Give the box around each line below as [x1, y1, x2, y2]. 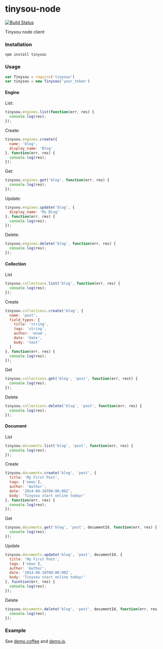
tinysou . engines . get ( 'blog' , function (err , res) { [5, 178, 110, 183]
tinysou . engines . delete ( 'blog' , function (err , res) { [5, 241, 116, 246]
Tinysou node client [5, 29, 45, 35]
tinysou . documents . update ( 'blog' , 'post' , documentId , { [5, 552, 123, 557]
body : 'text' [14, 340, 40, 345]
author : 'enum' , [14, 331, 47, 336]
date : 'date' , [14, 336, 42, 341]
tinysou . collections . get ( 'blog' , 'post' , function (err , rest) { [5, 376, 138, 381]
